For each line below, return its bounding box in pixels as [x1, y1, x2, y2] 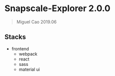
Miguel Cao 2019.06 [16, 19, 57, 25]
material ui [18, 66, 40, 72]
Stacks [4, 33, 26, 41]
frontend [11, 46, 30, 51]
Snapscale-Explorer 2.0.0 [4, 3, 111, 14]
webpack [18, 51, 37, 57]
